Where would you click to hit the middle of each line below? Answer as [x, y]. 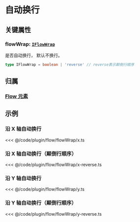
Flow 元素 [17, 96]
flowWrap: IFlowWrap [30, 44]
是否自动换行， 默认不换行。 [34, 55]
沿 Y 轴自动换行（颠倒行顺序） [41, 203]
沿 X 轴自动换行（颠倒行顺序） [41, 154]
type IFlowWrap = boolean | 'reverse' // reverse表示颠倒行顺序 [70, 64]
